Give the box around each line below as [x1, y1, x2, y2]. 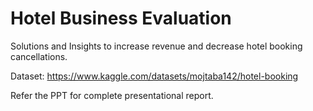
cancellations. [10, 50, 68, 62]
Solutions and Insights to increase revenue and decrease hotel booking [10, 40, 303, 52]
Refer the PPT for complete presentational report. [10, 89, 214, 101]
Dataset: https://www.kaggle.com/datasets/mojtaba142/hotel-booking [10, 70, 299, 82]
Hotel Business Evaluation [10, 7, 232, 30]
